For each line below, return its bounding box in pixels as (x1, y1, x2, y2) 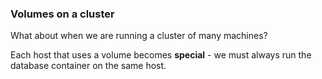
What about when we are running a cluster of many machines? (10, 30, 268, 42)
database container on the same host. (10, 60, 167, 72)
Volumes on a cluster (10, 7, 115, 21)
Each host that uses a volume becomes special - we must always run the (10, 49, 312, 61)
